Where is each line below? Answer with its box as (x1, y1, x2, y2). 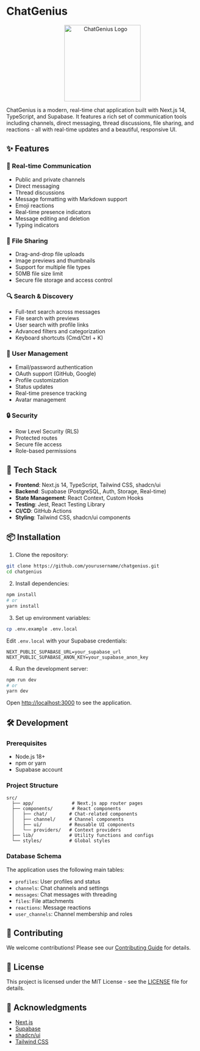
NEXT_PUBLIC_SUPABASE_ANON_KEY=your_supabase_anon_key (6, 654, 149, 660)
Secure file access (15, 440, 62, 448)
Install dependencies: (15, 580, 70, 588)
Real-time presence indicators (15, 208, 91, 215)
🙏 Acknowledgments (6, 1002, 87, 1012)
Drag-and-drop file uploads (15, 250, 85, 257)
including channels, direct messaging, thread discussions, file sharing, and (6, 119, 194, 127)
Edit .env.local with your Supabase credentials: (6, 637, 127, 644)
